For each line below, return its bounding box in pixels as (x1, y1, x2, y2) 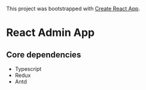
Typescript (14, 66, 42, 72)
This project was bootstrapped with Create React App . (6, 5, 141, 12)
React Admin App (6, 26, 95, 39)
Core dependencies (6, 49, 81, 60)
